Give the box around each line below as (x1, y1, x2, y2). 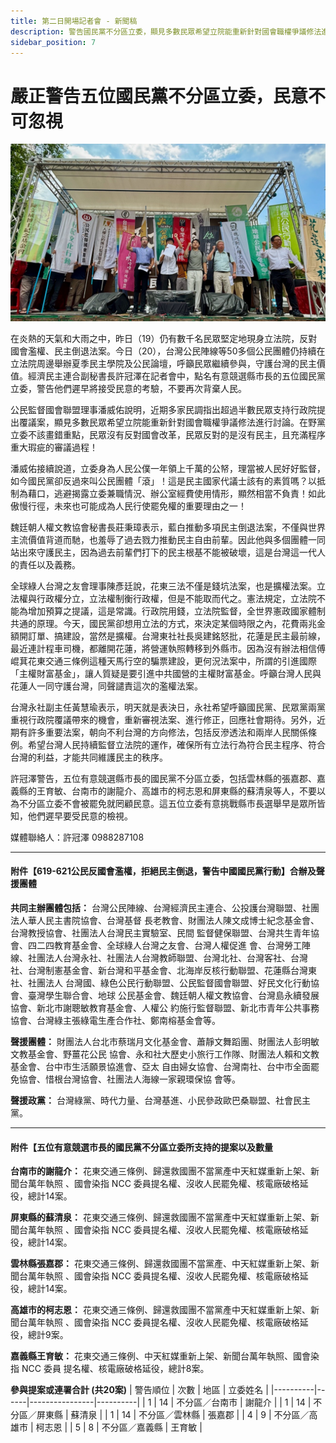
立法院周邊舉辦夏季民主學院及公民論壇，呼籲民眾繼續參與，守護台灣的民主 (10, 357, 317, 369)
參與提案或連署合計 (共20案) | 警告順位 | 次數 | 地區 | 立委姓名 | (10, 1384, 269, 1396)
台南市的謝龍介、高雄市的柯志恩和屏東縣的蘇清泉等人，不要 (71, 785, 317, 797)
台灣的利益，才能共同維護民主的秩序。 (10, 751, 168, 763)
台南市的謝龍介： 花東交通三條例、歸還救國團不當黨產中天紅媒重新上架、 (10, 1165, 311, 1177)
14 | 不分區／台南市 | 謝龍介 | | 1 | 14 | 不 (158, 1396, 323, 1409)
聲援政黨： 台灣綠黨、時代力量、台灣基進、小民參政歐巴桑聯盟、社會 (10, 1095, 293, 1107)
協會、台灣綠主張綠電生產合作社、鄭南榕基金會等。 (10, 1015, 221, 1027)
